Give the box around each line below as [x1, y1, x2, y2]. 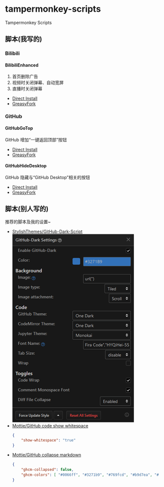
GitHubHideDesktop [5, 163, 47, 169]
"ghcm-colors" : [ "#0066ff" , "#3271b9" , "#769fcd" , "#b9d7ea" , [21, 472, 153, 477]
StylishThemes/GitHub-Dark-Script [12, 229, 83, 234]
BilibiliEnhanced [5, 62, 39, 68]
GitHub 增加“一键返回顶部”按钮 [5, 137, 67, 142]
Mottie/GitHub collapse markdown [12, 452, 82, 458]
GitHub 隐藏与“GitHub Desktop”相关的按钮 [5, 174, 90, 180]
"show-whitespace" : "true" [21, 438, 76, 443]
